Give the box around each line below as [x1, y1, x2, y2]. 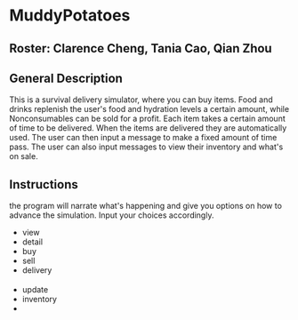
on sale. [9, 151, 38, 162]
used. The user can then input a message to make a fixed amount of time [9, 132, 278, 143]
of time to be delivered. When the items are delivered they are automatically [9, 123, 287, 133]
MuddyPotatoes [9, 5, 131, 26]
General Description [9, 70, 123, 85]
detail [21, 236, 43, 247]
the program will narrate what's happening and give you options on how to [9, 201, 283, 212]
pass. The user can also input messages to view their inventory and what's [9, 141, 284, 152]
